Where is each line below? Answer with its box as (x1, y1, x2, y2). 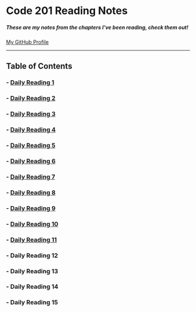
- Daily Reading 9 (6, 204, 56, 212)
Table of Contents (6, 61, 73, 71)
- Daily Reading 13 (6, 267, 58, 275)
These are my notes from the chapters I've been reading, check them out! (6, 23, 188, 30)
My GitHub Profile (6, 39, 49, 46)
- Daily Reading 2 (6, 94, 55, 102)
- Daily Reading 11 (6, 235, 57, 244)
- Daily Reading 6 (6, 157, 56, 165)
